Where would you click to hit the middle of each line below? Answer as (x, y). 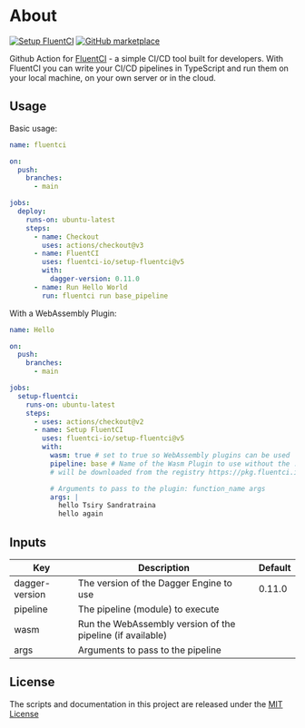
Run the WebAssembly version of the (157, 624)
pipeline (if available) (123, 635)
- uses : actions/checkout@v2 (89, 422)
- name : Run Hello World (80, 287)
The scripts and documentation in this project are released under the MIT (146, 703)
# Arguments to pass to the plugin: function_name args (157, 488)
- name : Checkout (66, 237)
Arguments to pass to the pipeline (150, 650)
